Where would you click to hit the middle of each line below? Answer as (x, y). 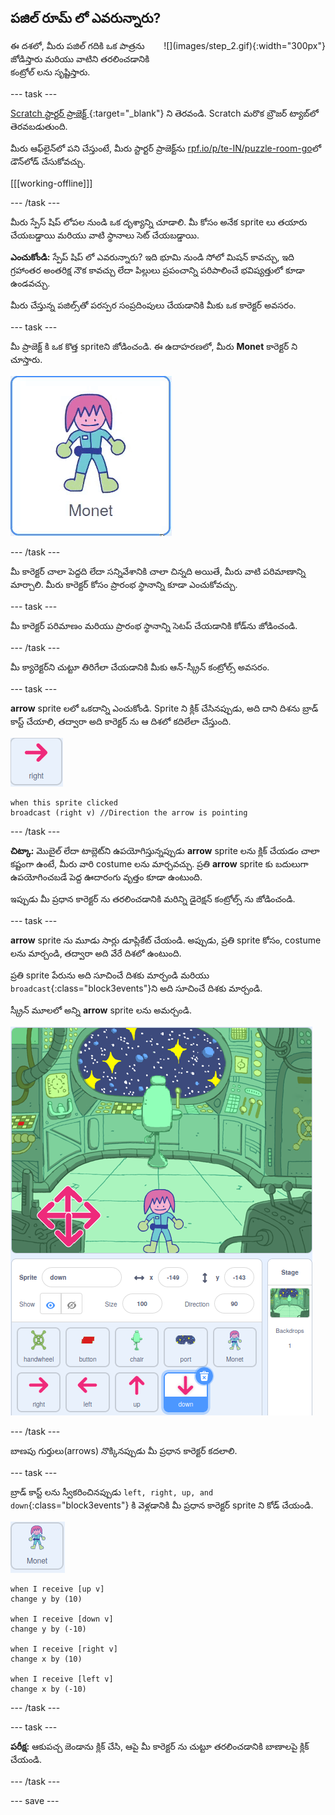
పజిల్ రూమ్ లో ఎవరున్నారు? (86, 18)
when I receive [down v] (62, 1619)
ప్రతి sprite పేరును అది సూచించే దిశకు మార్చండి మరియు (110, 975)
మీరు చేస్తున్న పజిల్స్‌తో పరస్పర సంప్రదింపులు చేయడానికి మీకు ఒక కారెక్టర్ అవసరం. (153, 305)
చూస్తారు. (26, 359)
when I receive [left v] (62, 1679)
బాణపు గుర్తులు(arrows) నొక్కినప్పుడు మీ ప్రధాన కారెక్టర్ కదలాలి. (124, 1450)
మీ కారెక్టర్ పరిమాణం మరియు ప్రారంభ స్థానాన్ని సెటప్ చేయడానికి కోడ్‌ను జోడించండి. (154, 625)
